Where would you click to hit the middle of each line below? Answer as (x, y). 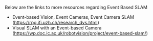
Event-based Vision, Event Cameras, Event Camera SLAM (73, 17)
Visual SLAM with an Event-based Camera (57, 28)
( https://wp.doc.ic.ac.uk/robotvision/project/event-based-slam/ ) (80, 33)
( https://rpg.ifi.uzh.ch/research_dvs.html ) (56, 23)
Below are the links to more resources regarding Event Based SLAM (76, 7)
